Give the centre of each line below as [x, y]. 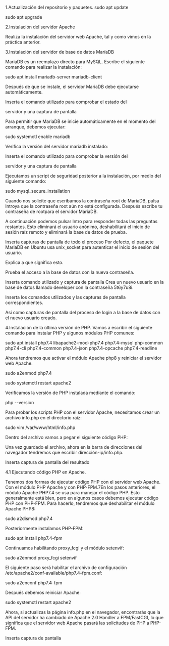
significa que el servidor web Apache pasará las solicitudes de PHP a [77, 623]
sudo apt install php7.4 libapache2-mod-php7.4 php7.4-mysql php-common [84, 343]
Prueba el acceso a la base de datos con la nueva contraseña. [70, 272]
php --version [20, 402]
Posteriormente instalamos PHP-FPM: [44, 528]
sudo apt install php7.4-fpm [34, 538]
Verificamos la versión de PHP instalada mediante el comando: [70, 393]
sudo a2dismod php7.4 [29, 519]
